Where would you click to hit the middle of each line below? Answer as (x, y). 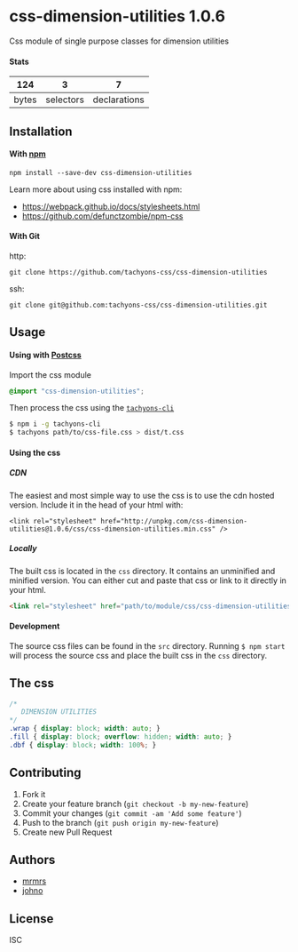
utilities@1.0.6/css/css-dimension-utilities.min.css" (113, 529)
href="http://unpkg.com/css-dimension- (174, 521)
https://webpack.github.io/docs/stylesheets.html (111, 206)
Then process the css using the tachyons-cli (92, 408)
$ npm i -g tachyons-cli (55, 424)
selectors (65, 100)
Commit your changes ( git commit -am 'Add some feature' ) (132, 813)
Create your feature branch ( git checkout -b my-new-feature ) (135, 804)
